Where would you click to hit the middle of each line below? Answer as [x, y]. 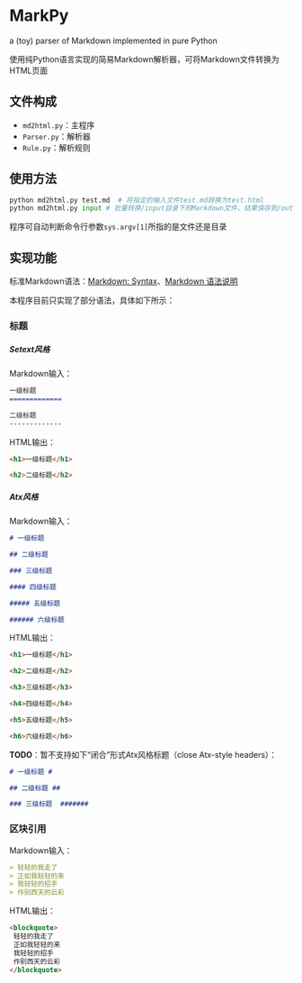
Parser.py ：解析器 [57, 136]
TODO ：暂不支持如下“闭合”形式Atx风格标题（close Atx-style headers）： [143, 754]
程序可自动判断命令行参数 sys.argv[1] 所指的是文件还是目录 [118, 227]
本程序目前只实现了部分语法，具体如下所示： [92, 300]
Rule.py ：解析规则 [56, 147]
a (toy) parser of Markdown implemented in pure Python [113, 41]
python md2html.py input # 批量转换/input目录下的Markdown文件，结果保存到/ [145, 208]
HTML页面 [29, 70]
